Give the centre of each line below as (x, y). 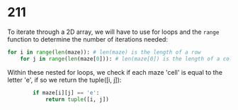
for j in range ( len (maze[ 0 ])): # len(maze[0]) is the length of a (120, 59)
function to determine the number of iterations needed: (88, 39)
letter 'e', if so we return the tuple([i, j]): (64, 80)
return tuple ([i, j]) (77, 99)
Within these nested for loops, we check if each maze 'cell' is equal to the (115, 72)
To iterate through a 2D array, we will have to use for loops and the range (113, 32)
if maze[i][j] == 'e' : (66, 92)
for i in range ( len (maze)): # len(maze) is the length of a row (104, 52)
